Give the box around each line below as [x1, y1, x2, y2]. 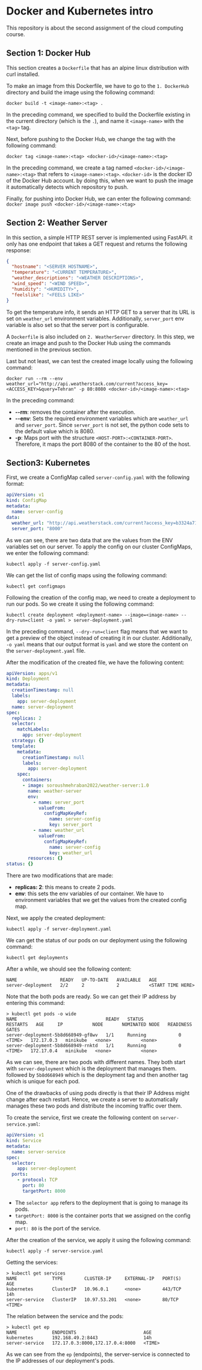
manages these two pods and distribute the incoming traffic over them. [6, 1102, 182, 1109]
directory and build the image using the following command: [6, 89, 155, 96]
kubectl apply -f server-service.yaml [6, 1248, 103, 1254]
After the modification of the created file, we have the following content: [6, 659, 185, 666]
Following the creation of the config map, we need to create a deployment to [6, 594, 196, 601]
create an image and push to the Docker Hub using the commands [6, 339, 171, 346]
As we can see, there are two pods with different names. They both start [6, 1059, 186, 1066]
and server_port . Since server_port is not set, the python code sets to [14, 421, 189, 428]
